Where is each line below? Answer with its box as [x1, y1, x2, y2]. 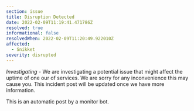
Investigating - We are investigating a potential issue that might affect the [6, 68, 183, 75]
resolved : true [6, 25, 43, 31]
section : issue [6, 8, 43, 15]
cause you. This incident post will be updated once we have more [6, 80, 165, 88]
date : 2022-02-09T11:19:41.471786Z [6, 19, 93, 25]
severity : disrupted [6, 52, 57, 58]
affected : [6, 41, 30, 47]
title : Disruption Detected [6, 14, 75, 20]
